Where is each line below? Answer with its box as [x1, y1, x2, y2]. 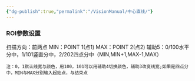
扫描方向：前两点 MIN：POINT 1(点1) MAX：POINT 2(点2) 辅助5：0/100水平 [6, 43, 190, 50]
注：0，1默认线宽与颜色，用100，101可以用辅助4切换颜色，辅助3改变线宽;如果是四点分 [6, 63, 189, 69]
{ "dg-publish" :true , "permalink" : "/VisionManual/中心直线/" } [6, 8, 153, 15]
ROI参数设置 [6, 29, 41, 37]
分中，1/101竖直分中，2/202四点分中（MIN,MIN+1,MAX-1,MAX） [6, 50, 162, 58]
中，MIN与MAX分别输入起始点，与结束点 [6, 70, 88, 76]
